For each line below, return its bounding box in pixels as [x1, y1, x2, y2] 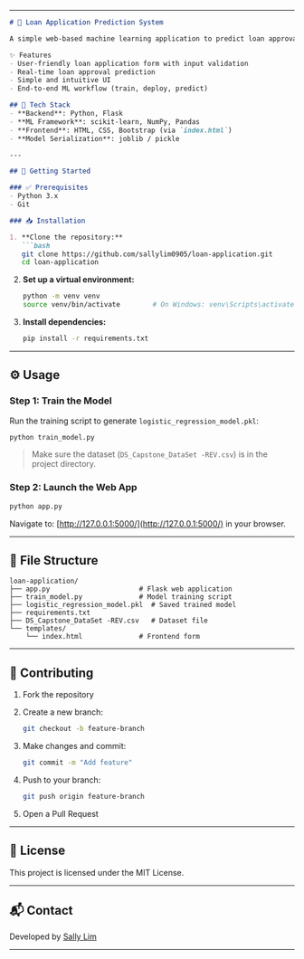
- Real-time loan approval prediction [9, 67, 156, 77]
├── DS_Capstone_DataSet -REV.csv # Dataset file [9, 616, 208, 625]
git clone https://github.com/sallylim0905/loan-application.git [21, 250, 273, 259]
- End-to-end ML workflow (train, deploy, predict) [9, 84, 208, 93]
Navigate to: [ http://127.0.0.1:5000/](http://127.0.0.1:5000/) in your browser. [9, 517, 287, 529]
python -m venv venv [22, 291, 100, 301]
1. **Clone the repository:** [9, 233, 124, 242]
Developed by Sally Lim [9, 931, 97, 942]
